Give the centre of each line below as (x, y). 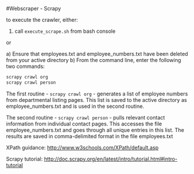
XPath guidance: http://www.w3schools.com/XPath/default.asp (82, 147)
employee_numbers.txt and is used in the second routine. (75, 106)
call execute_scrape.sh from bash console (65, 31)
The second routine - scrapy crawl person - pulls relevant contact (86, 117)
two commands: (25, 66)
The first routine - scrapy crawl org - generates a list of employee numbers (97, 94)
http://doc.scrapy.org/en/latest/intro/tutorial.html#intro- (110, 159)
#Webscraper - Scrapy (34, 8)
